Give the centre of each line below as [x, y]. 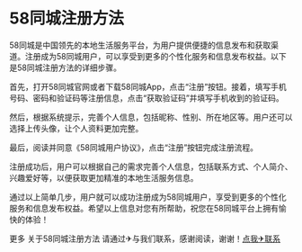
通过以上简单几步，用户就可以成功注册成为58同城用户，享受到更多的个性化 [148, 197]
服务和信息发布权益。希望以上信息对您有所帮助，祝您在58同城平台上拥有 [144, 208]
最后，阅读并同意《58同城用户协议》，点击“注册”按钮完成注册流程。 [134, 147]
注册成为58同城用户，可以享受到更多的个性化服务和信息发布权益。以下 [155, 56]
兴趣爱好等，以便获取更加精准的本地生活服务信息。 [104, 177]
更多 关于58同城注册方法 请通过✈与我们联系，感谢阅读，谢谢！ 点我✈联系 [145, 238]
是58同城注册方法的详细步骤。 [65, 67]
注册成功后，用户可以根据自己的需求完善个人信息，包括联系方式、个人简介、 [151, 166]
